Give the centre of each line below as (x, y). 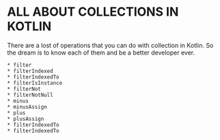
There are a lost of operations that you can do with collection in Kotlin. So (110, 45)
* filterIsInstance (35, 83)
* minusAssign (27, 107)
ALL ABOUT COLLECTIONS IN (93, 12)
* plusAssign (26, 119)
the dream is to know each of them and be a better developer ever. (101, 53)
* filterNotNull (30, 95)
